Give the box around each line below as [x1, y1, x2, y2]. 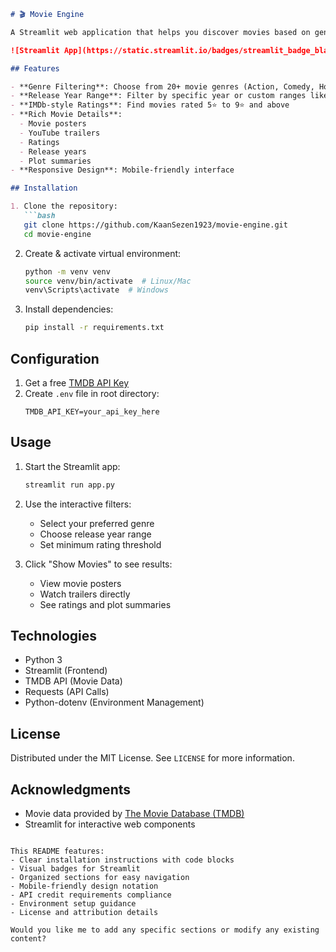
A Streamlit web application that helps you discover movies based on [10, 27, 311, 37]
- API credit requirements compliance [10, 890, 172, 900]
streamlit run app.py [24, 480, 115, 490]
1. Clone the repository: [10, 201, 118, 212]
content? [10, 934, 47, 944]
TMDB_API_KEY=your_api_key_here [24, 406, 160, 417]
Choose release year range [39, 528, 152, 540]
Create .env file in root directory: [24, 387, 160, 399]
